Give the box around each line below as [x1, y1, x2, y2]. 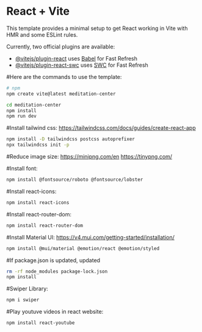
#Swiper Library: [6, 285, 49, 292]
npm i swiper [6, 297, 40, 303]
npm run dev [6, 113, 37, 119]
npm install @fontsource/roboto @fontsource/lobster [6, 176, 143, 183]
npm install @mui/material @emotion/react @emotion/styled [6, 245, 160, 252]
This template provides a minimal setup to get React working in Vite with [6, 25, 188, 32]
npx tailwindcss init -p [6, 142, 70, 148]
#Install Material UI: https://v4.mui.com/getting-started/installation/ [6, 233, 175, 241]
